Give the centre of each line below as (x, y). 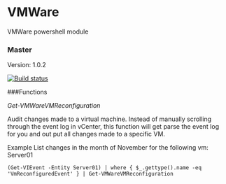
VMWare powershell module (48, 31)
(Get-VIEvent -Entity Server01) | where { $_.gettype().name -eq (104, 168)
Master (20, 50)
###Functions (27, 92)
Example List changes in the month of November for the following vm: (108, 148)
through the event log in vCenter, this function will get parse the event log (113, 127)
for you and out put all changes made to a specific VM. (86, 134)
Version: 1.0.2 (27, 65)
